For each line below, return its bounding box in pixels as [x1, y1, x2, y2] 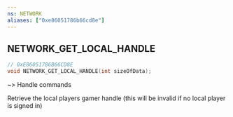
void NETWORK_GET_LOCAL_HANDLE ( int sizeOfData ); [7, 68, 152, 75]
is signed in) [7, 102, 43, 110]
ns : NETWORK [7, 10, 42, 18]
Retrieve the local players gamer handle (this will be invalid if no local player [7, 94, 226, 102]
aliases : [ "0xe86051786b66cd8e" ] [7, 17, 105, 24]
